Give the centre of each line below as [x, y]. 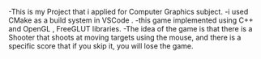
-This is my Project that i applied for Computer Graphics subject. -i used [128, 12]
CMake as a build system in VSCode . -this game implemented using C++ [131, 20]
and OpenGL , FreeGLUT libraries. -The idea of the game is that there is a [130, 29]
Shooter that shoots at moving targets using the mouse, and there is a [125, 37]
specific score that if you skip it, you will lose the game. [101, 46]
